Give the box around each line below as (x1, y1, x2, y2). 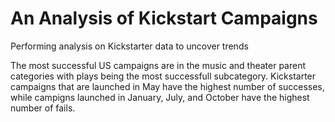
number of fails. (10, 102, 76, 114)
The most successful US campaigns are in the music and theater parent (10, 59, 307, 71)
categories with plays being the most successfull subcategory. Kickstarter (10, 70, 317, 82)
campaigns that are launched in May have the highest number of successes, (10, 80, 325, 92)
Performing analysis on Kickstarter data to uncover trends (10, 40, 249, 52)
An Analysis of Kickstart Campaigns (10, 7, 318, 30)
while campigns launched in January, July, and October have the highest (10, 91, 310, 103)
